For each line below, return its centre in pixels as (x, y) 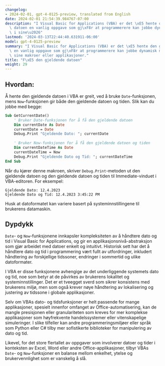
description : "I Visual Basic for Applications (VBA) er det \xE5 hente (81, 23)
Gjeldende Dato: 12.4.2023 (33, 190)
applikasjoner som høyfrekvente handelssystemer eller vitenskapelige (76, 318)
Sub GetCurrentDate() (27, 115)
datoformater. (19, 262)
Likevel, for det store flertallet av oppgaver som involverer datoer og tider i (80, 343)
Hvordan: (20, 84)
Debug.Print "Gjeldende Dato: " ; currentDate (61, 134)
